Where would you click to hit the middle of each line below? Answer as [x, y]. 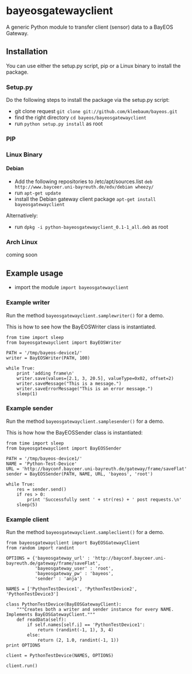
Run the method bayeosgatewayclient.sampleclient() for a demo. [85, 532]
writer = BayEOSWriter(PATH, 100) [48, 358]
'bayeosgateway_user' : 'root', [74, 569]
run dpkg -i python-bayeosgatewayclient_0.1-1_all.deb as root [91, 227]
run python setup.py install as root [59, 124]
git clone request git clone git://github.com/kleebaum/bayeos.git [96, 111]
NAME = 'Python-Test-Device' [42, 464]
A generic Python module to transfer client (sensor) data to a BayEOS [90, 27]
